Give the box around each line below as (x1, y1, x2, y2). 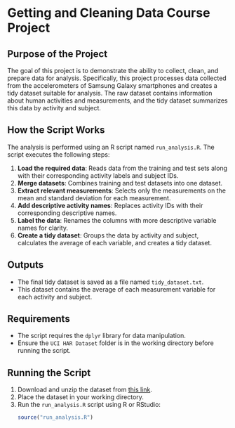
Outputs (7, 259, 44, 271)
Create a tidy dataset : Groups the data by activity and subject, (17, 231, 199, 240)
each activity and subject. (17, 292, 93, 301)
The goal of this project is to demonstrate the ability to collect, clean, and (7, 67, 219, 74)
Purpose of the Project (7, 48, 108, 60)
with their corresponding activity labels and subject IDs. (17, 171, 179, 180)
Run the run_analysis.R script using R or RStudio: (17, 401, 161, 409)
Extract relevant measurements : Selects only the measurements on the (17, 186, 227, 195)
